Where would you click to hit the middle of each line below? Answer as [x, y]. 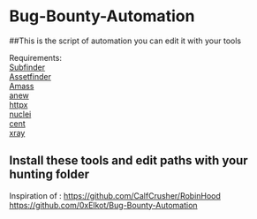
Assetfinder [30, 76]
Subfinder [27, 67]
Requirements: [35, 57]
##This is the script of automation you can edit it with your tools [125, 41]
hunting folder [49, 174]
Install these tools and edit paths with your [129, 161]
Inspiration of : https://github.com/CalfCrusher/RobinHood [115, 195]
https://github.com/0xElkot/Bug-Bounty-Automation [103, 205]
